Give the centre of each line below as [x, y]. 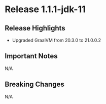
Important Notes [31, 56]
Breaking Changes [34, 84]
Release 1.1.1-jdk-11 [45, 9]
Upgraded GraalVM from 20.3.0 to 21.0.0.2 [56, 40]
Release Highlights [35, 28]
